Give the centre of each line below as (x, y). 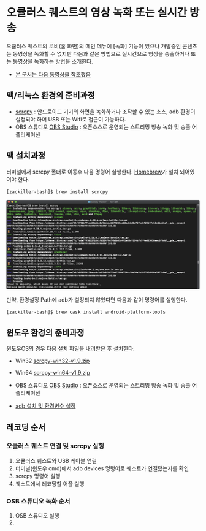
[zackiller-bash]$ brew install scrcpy (57, 192)
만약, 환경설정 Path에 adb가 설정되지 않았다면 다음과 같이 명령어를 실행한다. (97, 300)
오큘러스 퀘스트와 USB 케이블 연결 (56, 460)
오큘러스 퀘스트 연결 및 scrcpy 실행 (55, 446)
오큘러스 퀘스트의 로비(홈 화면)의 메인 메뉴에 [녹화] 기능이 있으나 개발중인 (94, 46)
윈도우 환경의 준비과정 (45, 333)
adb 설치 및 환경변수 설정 (45, 406)
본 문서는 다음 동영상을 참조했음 (53, 74)
